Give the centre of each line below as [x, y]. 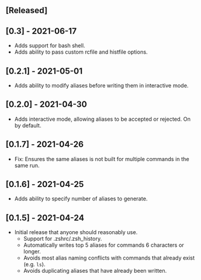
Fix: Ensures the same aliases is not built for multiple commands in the [102, 159]
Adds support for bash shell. [50, 46]
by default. [28, 125]
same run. [27, 165]
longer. [32, 252]
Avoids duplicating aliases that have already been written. [95, 271]
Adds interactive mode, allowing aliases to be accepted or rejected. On [102, 119]
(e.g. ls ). [34, 264]
